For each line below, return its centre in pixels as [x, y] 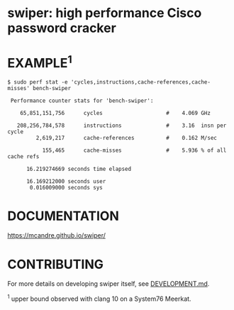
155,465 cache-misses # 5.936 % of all [134, 150]
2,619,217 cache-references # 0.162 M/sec [127, 138]
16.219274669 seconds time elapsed [79, 169]
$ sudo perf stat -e [38, 82]
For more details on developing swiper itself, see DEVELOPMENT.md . [108, 284]
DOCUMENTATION [63, 216]
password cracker [62, 28]
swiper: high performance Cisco [105, 13]
